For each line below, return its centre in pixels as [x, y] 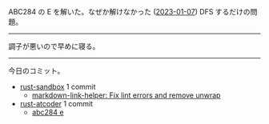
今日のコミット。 [36, 71]
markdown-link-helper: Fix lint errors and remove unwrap [126, 95]
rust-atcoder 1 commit [56, 104]
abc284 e [48, 112]
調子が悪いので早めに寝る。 [54, 46]
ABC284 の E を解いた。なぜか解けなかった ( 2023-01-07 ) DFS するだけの [129, 12]
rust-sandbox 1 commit [58, 87]
